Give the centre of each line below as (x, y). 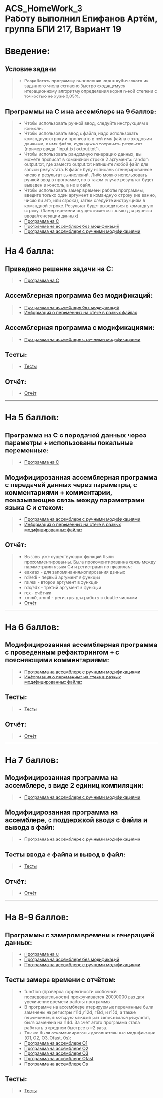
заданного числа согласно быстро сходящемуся (75, 86)
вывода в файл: (30, 827)
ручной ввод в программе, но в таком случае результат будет (89, 180)
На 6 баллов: (32, 627)
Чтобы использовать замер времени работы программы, (84, 190)
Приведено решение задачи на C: (59, 269)
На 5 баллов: (32, 417)
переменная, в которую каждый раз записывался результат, (87, 1017)
